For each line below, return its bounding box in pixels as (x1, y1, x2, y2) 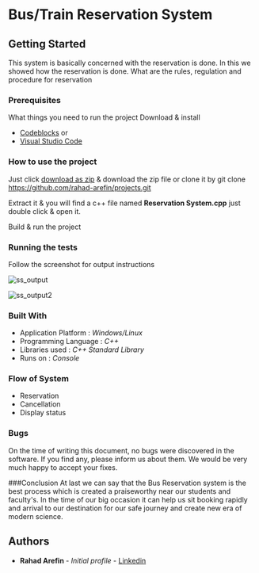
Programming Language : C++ (19, 337, 119, 346)
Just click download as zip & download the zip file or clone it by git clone (8, 174, 246, 184)
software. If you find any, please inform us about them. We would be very (8, 454, 248, 464)
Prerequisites (8, 94, 61, 105)
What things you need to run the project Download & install (8, 113, 200, 122)
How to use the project (8, 156, 97, 167)
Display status (19, 408, 67, 418)
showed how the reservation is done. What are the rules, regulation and (8, 67, 242, 76)
